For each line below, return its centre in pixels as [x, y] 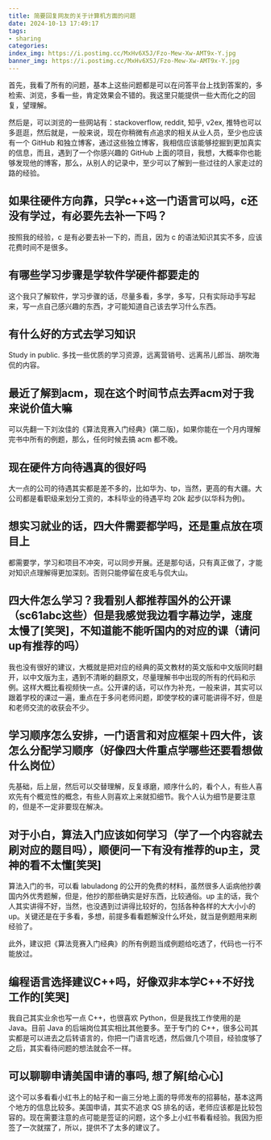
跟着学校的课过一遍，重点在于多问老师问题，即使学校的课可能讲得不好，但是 [135, 697]
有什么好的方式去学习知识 [72, 334]
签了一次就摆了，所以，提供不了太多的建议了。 [86, 1127]
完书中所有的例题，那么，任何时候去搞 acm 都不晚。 [95, 439]
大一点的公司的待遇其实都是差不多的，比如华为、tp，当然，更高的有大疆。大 [135, 488]
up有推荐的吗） [47, 646]
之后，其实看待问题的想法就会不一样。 [72, 1048]
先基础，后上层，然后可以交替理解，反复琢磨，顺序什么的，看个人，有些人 [132, 787]
